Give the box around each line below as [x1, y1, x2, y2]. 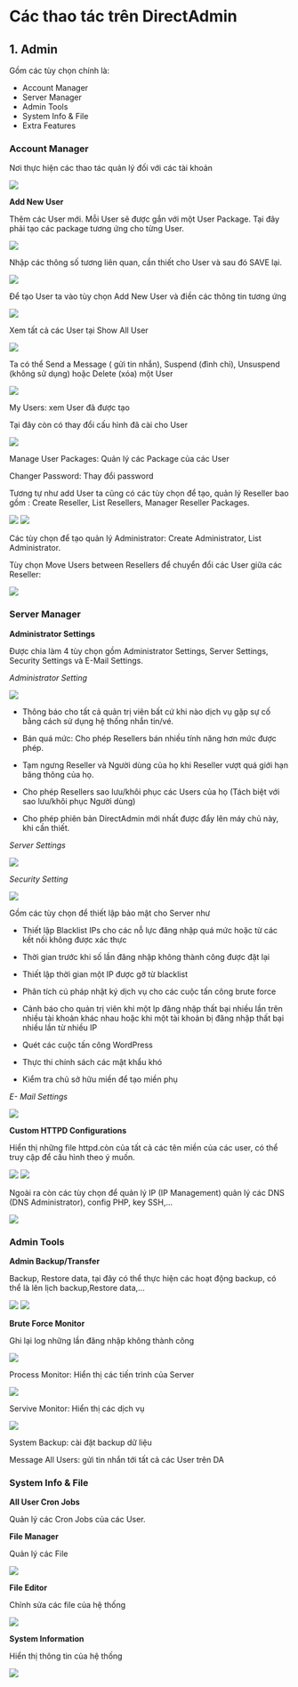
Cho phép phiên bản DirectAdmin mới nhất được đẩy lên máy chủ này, [21, 812, 279, 824]
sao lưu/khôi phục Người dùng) [21, 795, 136, 806]
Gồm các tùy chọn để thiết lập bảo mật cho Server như [9, 908, 211, 918]
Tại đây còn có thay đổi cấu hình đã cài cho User [9, 420, 189, 431]
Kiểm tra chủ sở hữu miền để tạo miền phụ [21, 1074, 178, 1085]
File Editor [9, 1582, 47, 1594]
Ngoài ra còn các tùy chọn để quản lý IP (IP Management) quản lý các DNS [9, 1187, 285, 1198]
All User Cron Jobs [9, 1497, 80, 1507]
